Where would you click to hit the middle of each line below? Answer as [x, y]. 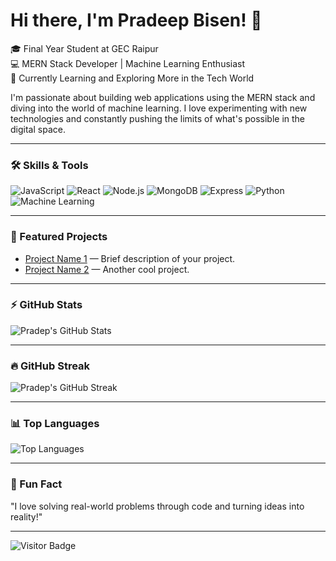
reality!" [26, 516]
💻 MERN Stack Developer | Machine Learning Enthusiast [128, 63]
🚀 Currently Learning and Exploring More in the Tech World [132, 78]
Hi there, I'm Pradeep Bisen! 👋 [136, 20]
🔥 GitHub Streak [50, 366]
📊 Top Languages [55, 424]
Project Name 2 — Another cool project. [107, 269]
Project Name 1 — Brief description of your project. [130, 258]
